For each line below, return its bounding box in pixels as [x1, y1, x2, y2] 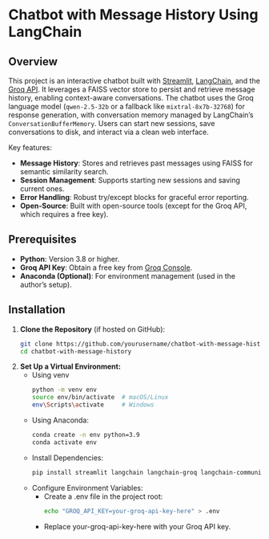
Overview [8, 55, 58, 68]
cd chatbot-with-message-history [19, 347, 132, 355]
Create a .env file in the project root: [43, 492, 163, 501]
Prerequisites [8, 233, 77, 247]
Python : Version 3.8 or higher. [19, 254, 120, 263]
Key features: [8, 143, 52, 152]
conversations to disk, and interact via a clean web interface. [8, 127, 210, 137]
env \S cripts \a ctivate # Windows [31, 401, 155, 409]
